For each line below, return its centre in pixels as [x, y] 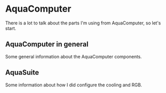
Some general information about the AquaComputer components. [74, 56]
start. [11, 28]
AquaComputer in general [47, 44]
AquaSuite [22, 72]
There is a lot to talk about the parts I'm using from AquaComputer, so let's [83, 23]
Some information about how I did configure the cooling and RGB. [74, 85]
